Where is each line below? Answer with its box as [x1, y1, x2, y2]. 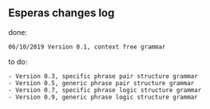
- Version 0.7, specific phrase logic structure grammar [8, 86, 202, 94]
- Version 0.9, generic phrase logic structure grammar [8, 93, 198, 101]
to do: [8, 56, 28, 66]
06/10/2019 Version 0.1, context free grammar [8, 43, 166, 51]
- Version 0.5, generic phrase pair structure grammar [8, 79, 195, 87]
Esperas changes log [8, 6, 115, 20]
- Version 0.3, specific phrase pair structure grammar [8, 72, 198, 80]
